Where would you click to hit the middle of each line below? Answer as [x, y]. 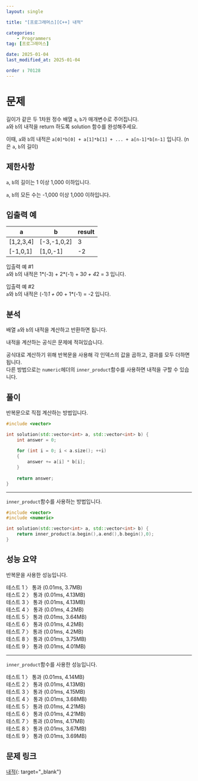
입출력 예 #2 [20, 287]
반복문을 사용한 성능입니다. [37, 575]
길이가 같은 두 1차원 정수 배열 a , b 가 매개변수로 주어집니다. [72, 119]
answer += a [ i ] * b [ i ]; [56, 462]
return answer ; [35, 478]
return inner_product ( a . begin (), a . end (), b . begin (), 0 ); [85, 534]
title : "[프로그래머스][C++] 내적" [45, 22]
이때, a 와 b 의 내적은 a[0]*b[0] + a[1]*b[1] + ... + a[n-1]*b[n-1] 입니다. [94, 139]
